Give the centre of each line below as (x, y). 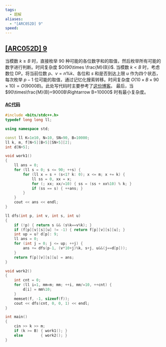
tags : (11, 10)
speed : (12, 28)
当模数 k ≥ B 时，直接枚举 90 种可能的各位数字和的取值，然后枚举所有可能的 (83, 61)
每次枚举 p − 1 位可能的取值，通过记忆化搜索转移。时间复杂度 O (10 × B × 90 (82, 80)
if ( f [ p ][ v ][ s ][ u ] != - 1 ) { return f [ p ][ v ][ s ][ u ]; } (70, 230)
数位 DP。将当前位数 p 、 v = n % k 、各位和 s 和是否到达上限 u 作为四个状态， (83, 73)
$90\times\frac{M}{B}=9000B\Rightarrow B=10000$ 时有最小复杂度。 (77, 92)
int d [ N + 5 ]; (17, 147)
